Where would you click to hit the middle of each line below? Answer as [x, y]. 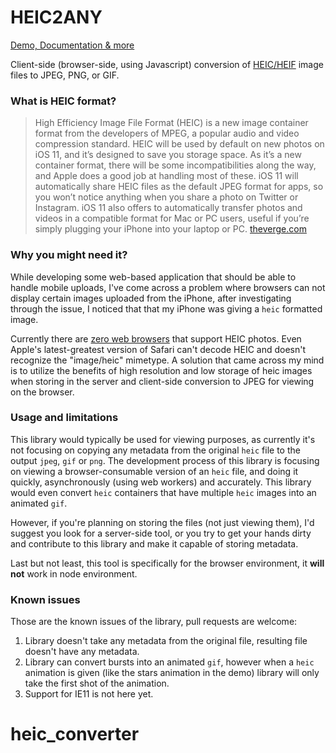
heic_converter [75, 734]
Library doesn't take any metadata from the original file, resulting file [166, 641]
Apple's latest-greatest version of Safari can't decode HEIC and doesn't [158, 349]
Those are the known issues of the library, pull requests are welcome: [154, 622]
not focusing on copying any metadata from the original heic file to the [155, 450]
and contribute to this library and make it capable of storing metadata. [154, 543]
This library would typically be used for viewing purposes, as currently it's [163, 439]
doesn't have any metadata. [82, 652]
